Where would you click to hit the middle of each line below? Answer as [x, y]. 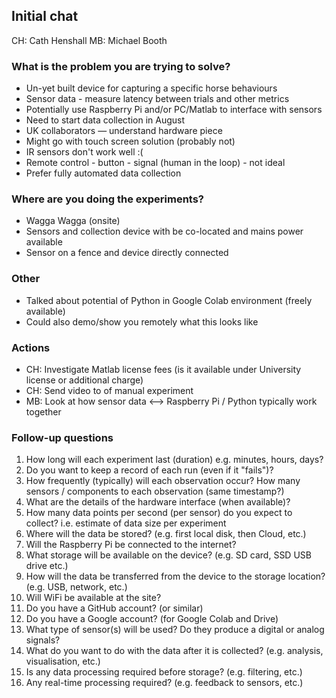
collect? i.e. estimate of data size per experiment [126, 523]
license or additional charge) [84, 380]
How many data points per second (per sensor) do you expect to [159, 513]
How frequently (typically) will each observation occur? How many [163, 481]
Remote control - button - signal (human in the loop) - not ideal [155, 163]
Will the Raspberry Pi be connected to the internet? [131, 545]
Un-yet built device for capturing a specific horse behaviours [151, 88]
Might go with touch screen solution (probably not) [130, 141]
